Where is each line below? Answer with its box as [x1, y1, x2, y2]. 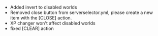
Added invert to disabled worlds [10, 4, 77, 10]
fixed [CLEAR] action [10, 25, 54, 31]
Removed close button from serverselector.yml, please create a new [10, 9, 153, 15]
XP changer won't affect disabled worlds [10, 20, 96, 26]
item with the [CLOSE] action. [10, 15, 72, 20]
